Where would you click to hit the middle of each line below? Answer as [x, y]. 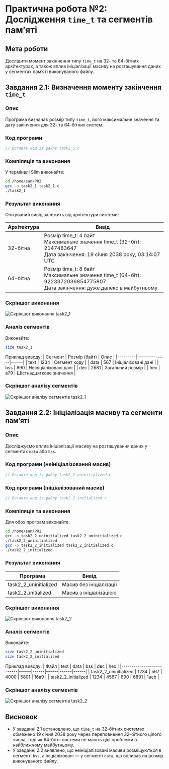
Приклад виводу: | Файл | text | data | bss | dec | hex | [62, 666]
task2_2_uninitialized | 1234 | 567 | [126, 672]
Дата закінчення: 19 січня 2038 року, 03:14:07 [102, 254]
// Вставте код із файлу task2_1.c [43, 148]
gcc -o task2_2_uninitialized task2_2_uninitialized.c [64, 536]
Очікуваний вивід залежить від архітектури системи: [62, 215]
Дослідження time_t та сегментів [79, 19]
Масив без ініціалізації [90, 584]
